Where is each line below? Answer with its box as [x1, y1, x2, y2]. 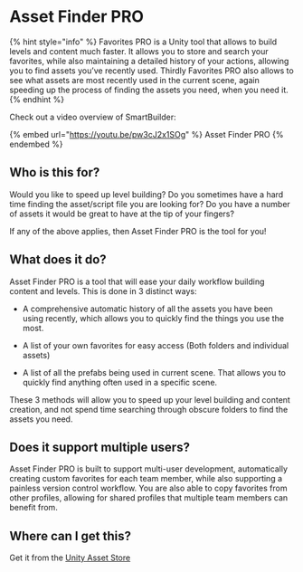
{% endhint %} [9, 93, 65, 105]
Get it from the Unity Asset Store [9, 552, 131, 563]
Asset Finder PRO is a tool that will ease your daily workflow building [9, 276, 265, 287]
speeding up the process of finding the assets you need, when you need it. [9, 84, 289, 95]
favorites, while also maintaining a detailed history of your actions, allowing [9, 55, 289, 66]
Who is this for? [9, 165, 100, 180]
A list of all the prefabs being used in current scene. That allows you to [22, 367, 287, 377]
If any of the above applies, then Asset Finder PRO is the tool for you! [9, 225, 267, 236]
